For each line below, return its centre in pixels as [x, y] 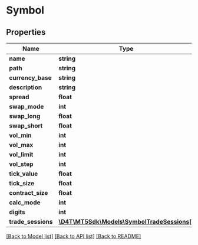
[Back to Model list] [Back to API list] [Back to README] [74, 236]
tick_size [22, 183]
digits [17, 212]
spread [19, 97]
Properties [26, 32]
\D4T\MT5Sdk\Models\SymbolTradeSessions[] [126, 222]
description [26, 87]
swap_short [26, 126]
